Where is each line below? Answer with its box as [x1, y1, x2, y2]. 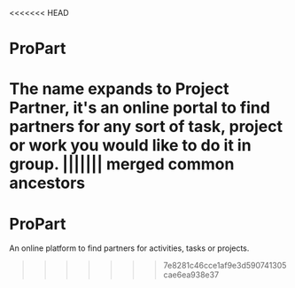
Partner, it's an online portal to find [9, 97, 270, 118]
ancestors [9, 173, 86, 193]
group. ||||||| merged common [9, 154, 235, 175]
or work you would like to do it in [9, 136, 252, 156]
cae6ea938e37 [163, 269, 220, 280]
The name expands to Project [9, 79, 229, 99]
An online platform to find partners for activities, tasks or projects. [9, 243, 250, 253]
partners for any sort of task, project [9, 117, 283, 136]
